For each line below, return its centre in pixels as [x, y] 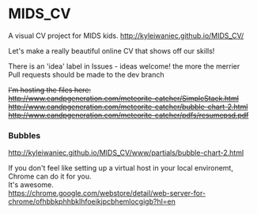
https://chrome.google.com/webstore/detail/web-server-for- [107, 193]
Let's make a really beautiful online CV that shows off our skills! [111, 51]
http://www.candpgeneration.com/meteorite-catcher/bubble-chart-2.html [128, 107]
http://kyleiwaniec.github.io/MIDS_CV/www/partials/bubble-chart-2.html [126, 153]
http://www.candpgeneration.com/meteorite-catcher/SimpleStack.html [124, 98]
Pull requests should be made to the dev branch [86, 74]
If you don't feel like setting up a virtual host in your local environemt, [121, 168]
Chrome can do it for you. [50, 176]
